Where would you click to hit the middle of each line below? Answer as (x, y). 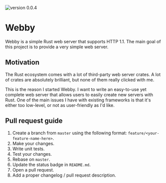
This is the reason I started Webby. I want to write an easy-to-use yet (76, 89)
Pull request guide (34, 121)
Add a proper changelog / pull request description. (64, 175)
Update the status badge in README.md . (51, 165)
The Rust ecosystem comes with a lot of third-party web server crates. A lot (83, 74)
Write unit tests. (28, 149)
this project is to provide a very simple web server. (57, 47)
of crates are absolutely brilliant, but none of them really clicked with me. (80, 80)
